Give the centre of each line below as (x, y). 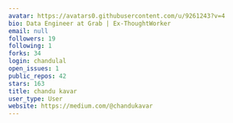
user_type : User (35, 99)
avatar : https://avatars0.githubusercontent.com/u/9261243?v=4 (117, 16)
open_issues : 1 (34, 69)
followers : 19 (32, 38)
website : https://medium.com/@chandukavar (81, 106)
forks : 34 (25, 53)
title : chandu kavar (43, 91)
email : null (28, 31)
